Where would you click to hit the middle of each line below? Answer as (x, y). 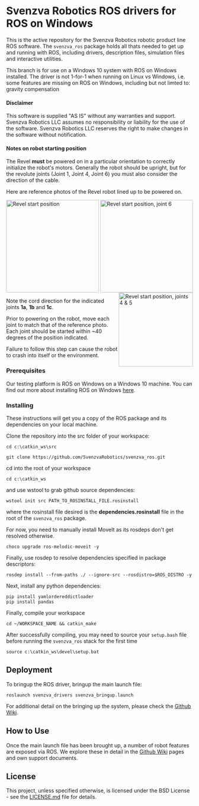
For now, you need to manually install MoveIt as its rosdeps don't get (90, 529)
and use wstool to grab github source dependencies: (70, 490)
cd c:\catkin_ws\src (32, 447)
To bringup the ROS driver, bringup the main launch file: (74, 684)
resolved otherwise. (30, 536)
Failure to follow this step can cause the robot (62, 349)
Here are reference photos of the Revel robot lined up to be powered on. (94, 192)
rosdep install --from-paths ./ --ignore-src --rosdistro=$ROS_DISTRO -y (99, 575)
